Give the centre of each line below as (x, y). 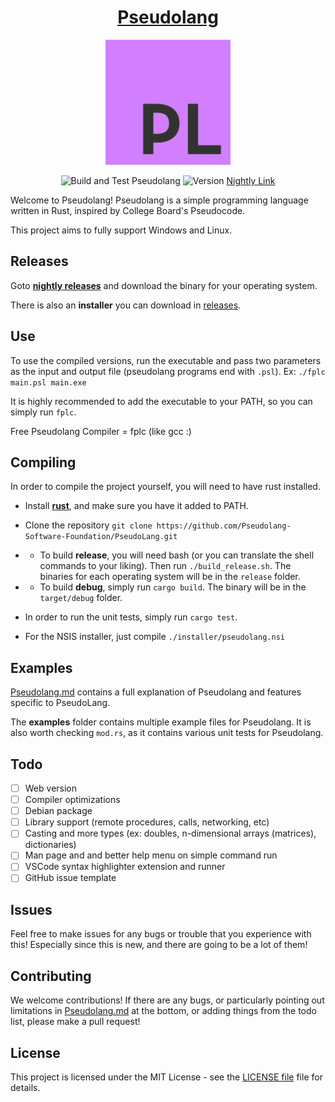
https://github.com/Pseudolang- (224, 526)
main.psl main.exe (48, 382)
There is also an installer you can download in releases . (126, 305)
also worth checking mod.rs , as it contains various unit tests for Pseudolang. (167, 733)
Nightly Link (251, 180)
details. (25, 1087)
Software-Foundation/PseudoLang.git (101, 537)
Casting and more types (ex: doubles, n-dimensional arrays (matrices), (170, 833)
